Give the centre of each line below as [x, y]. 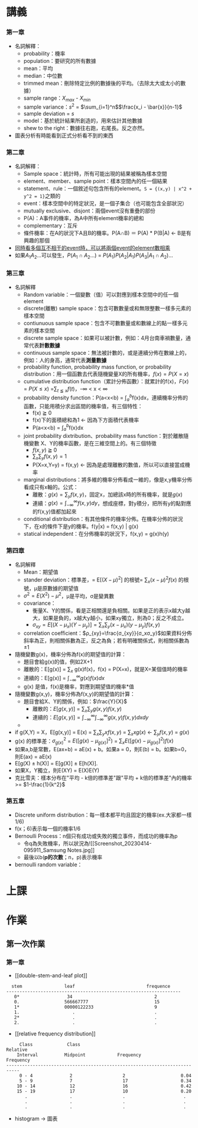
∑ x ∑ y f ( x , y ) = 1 [49, 457]
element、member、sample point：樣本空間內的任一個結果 [95, 181]
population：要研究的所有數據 [60, 61]
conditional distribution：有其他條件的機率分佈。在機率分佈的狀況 [103, 519]
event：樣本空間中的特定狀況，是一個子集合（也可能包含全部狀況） [106, 204]
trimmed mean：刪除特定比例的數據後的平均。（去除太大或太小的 [102, 83]
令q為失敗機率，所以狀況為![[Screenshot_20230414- [87, 844]
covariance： [40, 603]
